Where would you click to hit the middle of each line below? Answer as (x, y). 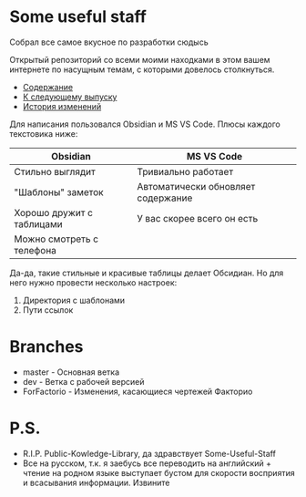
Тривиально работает (185, 171)
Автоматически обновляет (196, 186)
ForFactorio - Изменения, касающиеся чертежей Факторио (138, 391)
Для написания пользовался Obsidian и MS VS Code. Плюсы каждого (145, 124)
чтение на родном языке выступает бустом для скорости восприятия (158, 472)
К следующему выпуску (70, 97)
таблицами (38, 223)
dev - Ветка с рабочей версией (83, 381)
